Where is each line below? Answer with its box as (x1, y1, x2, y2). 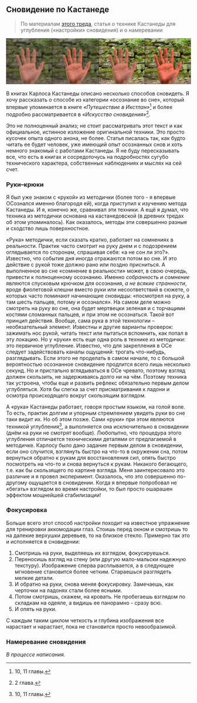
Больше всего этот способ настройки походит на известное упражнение (6, 519, 190, 527)
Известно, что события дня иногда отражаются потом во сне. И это (6, 254, 177, 261)
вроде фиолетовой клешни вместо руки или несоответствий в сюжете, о (6, 286, 189, 293)
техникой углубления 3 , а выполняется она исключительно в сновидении (6, 422, 189, 430)
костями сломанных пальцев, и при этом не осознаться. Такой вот (6, 311, 175, 318)
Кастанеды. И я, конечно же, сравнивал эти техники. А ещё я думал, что (6, 206, 189, 213)
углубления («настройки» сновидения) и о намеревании (20, 26, 163, 33)
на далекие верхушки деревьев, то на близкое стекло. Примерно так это (6, 532, 191, 539)
